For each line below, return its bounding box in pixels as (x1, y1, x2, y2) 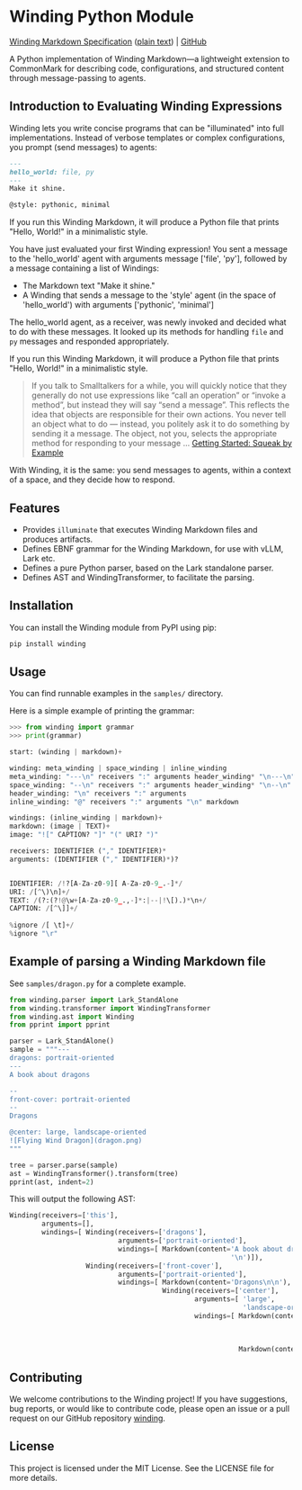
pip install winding (9, 639, 87, 649)
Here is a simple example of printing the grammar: (9, 705, 195, 716)
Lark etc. (22, 552, 56, 563)
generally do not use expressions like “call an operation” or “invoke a (31, 390, 286, 401)
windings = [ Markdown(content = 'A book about (118, 1244, 283, 1253)
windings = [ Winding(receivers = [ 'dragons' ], (41, 1228, 207, 1237)
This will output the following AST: (9, 1194, 136, 1205)
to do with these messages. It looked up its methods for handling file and (9, 327, 284, 337)
